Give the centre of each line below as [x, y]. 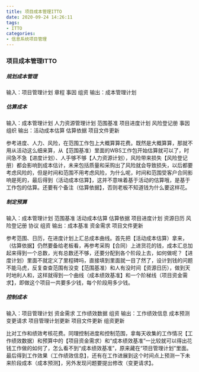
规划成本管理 [22, 76]
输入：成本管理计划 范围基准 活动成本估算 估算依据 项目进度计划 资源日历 [95, 218]
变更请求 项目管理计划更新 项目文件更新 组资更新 [65, 320]
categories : [21, 34]
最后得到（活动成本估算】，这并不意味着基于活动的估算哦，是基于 [111, 180]
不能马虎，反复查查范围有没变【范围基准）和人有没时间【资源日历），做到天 [98, 268]
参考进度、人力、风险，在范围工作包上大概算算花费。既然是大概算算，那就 [97, 143]
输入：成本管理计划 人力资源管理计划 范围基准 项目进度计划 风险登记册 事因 [98, 123]
